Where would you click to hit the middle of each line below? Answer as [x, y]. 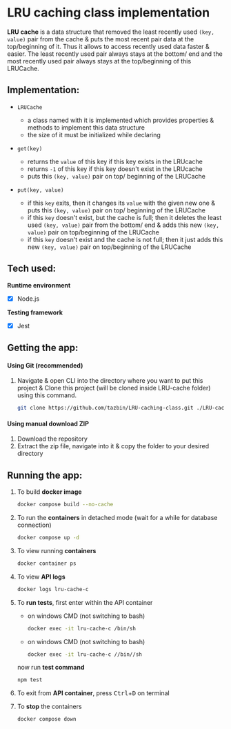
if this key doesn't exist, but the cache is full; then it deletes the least [124, 217]
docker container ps [47, 563]
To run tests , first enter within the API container [85, 602]
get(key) [30, 149]
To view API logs [41, 577]
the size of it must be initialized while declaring [94, 134]
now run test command [51, 668]
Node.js [28, 299]
